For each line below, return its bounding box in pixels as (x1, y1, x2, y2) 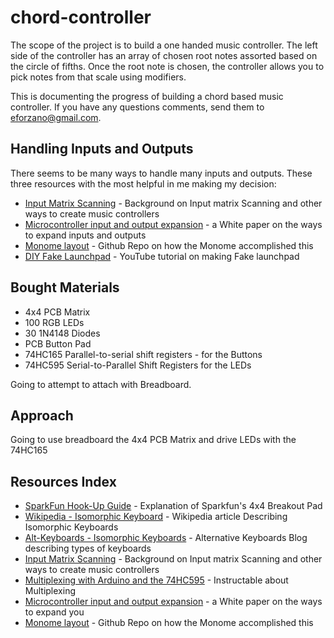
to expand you (24, 606, 85, 618)
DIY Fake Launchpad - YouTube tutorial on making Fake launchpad (24, 250, 300, 262)
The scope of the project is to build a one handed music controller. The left (10, 39, 318, 51)
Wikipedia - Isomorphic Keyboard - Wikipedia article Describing (24, 511, 288, 523)
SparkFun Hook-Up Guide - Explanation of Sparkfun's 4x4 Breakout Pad (24, 500, 323, 512)
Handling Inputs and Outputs (10, 141, 194, 158)
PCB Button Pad (24, 337, 92, 350)
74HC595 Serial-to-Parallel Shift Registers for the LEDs (24, 359, 252, 371)
